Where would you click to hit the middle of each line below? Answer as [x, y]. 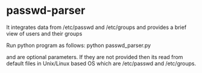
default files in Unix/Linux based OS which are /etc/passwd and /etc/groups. [101, 63]
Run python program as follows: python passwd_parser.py [79, 45]
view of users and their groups [44, 33]
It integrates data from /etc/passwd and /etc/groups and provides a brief [96, 27]
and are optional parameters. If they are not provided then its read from [95, 57]
